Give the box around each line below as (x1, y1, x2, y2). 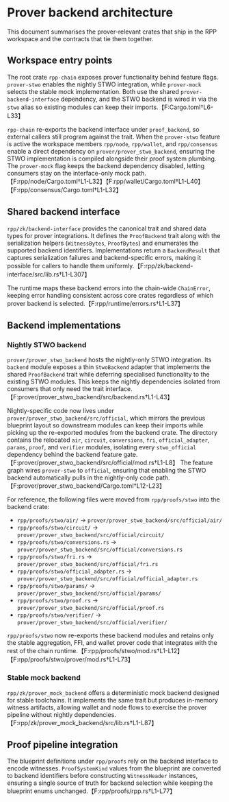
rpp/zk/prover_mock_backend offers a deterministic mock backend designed (7, 688, 220, 697)
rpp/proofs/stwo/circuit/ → (16, 523, 98, 532)
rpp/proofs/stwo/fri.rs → (16, 552, 92, 561)
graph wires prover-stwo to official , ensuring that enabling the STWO (7, 467, 206, 475)
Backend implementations (7, 319, 122, 331)
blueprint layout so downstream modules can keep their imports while (7, 421, 204, 429)
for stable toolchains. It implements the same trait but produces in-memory (7, 696, 219, 704)
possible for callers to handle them (7, 261, 105, 270)
